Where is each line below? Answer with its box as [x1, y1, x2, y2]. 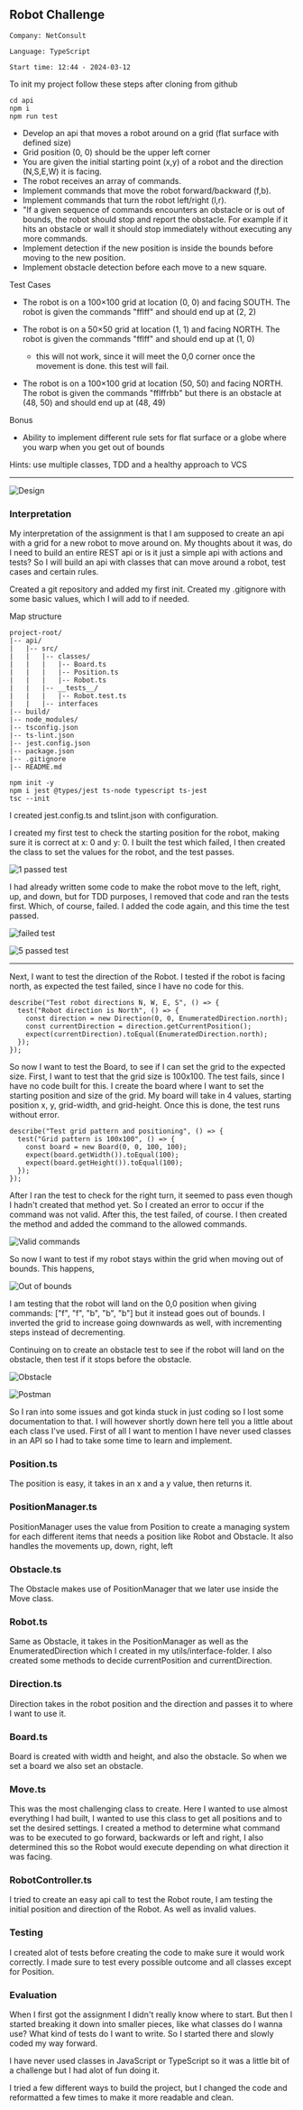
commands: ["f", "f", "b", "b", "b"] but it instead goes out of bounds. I [9, 1308, 265, 1319]
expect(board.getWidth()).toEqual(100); [25, 1150, 179, 1160]
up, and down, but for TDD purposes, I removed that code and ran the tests [9, 891, 289, 902]
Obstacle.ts [9, 1562, 61, 1575]
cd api [9, 96, 34, 105]
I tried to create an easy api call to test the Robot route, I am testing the [9, 1894, 273, 1905]
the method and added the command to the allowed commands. [9, 1219, 248, 1230]
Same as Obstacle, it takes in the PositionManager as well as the [9, 1636, 249, 1647]
